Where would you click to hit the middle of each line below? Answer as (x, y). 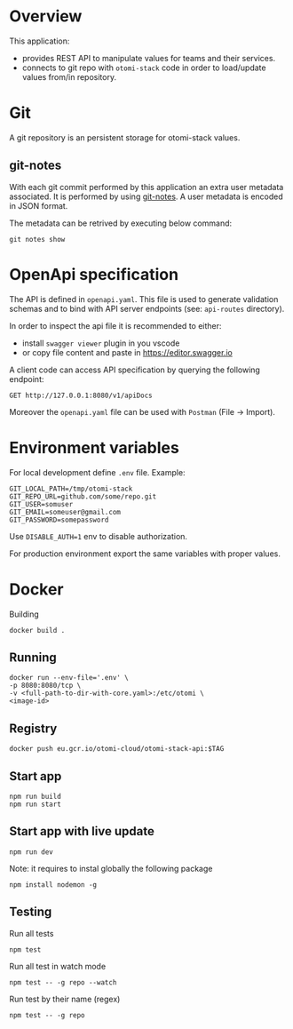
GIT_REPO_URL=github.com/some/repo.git (83, 496)
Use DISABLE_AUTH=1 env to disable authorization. (99, 536)
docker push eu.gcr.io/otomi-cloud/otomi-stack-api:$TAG (117, 749)
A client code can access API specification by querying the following (135, 370)
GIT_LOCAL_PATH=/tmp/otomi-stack (71, 489)
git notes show (37, 239)
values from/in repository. (69, 76)
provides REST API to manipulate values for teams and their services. (149, 58)
